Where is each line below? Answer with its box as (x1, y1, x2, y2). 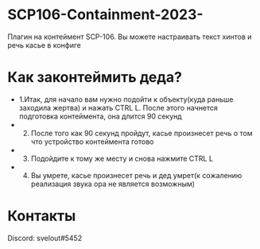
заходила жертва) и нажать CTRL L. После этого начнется (18, 103, 218, 112)
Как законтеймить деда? (7, 68, 182, 87)
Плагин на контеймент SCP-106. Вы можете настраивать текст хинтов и (7, 32, 252, 41)
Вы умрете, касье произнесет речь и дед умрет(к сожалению (30, 170, 243, 180)
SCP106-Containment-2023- (7, 6, 204, 24)
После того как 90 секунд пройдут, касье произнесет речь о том (30, 128, 253, 138)
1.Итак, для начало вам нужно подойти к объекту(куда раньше (18, 94, 234, 104)
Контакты (7, 207, 76, 225)
